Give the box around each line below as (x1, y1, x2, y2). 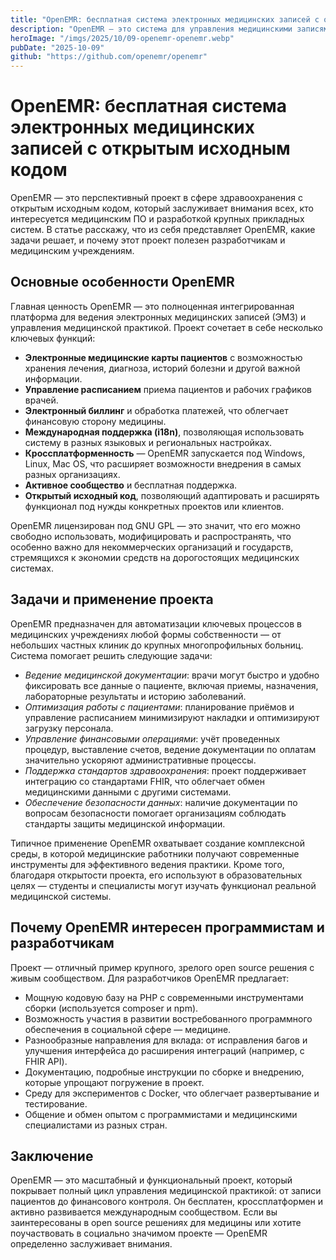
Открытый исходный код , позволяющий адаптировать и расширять (24, 489, 320, 501)
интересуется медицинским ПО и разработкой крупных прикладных (10, 213, 305, 225)
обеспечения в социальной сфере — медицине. (24, 1023, 232, 1035)
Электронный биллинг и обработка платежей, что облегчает (24, 404, 289, 416)
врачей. (24, 394, 59, 406)
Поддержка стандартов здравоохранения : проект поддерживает (24, 764, 307, 776)
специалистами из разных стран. (24, 1119, 168, 1131)
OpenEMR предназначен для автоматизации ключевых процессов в (10, 617, 302, 630)
